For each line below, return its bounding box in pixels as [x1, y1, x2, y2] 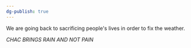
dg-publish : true [6, 8, 49, 15]
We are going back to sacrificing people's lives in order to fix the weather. [6, 25, 186, 32]
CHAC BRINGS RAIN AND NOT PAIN [6, 36, 94, 43]
